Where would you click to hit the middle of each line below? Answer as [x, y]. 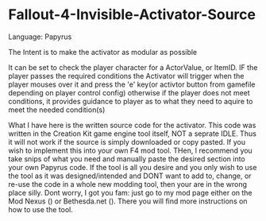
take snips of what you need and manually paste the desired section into [127, 159]
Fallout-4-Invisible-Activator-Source [132, 15]
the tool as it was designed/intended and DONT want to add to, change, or [130, 176]
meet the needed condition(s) [57, 110]
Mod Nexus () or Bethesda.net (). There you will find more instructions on [128, 201]
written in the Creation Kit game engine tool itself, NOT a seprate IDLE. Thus [132, 134]
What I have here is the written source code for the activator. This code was [132, 125]
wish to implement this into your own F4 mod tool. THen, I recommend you [130, 150]
